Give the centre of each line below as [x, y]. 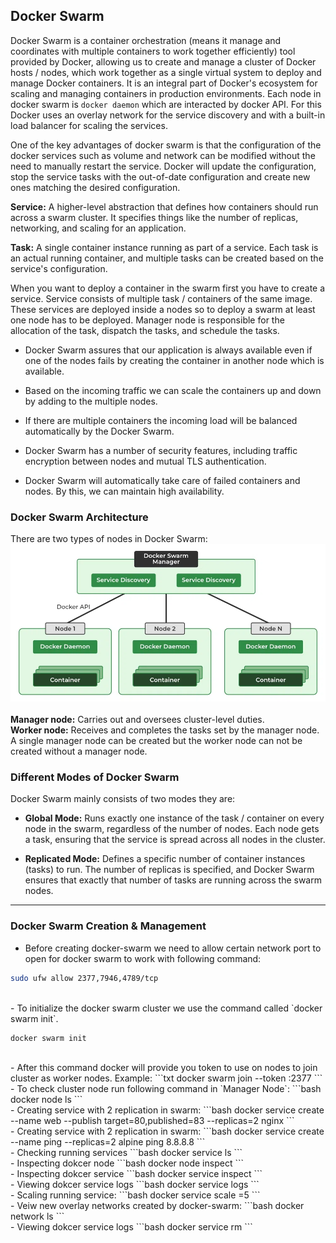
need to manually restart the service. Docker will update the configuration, [163, 166]
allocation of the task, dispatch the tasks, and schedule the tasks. [145, 330]
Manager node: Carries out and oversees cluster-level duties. [137, 720]
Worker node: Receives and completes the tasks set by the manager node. [165, 730]
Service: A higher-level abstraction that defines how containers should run [164, 206]
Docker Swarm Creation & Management [108, 926]
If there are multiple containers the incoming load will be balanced [161, 420]
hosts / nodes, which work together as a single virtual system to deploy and [166, 72]
